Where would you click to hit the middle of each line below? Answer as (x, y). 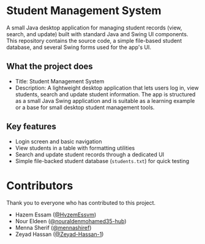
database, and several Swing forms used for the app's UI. (79, 47)
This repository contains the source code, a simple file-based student (94, 40)
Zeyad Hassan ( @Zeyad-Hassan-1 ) (59, 234)
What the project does (50, 67)
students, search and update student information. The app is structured (105, 94)
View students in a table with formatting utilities (75, 148)
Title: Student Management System (60, 81)
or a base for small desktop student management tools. (85, 107)
